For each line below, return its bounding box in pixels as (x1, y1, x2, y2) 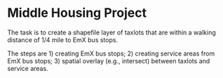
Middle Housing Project (7, 5, 147, 21)
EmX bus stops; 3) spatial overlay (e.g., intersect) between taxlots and (7, 56, 210, 65)
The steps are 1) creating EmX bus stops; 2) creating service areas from (7, 49, 215, 58)
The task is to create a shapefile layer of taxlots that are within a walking (7, 28, 216, 37)
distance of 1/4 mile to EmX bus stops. (7, 35, 118, 44)
